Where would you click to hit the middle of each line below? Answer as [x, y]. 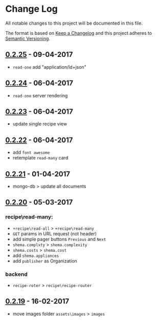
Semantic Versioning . [28, 38]
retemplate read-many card [40, 158]
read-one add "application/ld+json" [50, 67]
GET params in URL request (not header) [55, 233]
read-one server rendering [40, 95]
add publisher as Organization [45, 261]
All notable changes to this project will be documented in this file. [74, 23]
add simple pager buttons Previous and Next [59, 239]
